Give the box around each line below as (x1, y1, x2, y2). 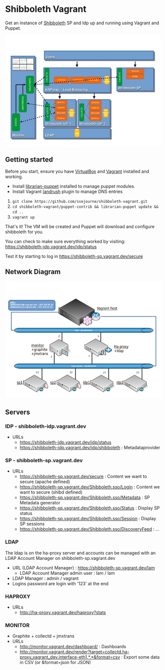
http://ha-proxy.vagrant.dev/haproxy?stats (19, 609, 106, 615)
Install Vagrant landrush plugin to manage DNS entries (12, 188, 123, 194)
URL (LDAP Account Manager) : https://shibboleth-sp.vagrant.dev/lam (12, 564, 155, 571)
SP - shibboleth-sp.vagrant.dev (5, 457, 83, 464)
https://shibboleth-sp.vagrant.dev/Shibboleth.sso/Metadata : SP (19, 494, 150, 500)
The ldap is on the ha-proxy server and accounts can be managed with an (5, 549, 156, 556)
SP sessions (19, 521, 45, 527)
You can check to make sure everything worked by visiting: (5, 239, 125, 244)
